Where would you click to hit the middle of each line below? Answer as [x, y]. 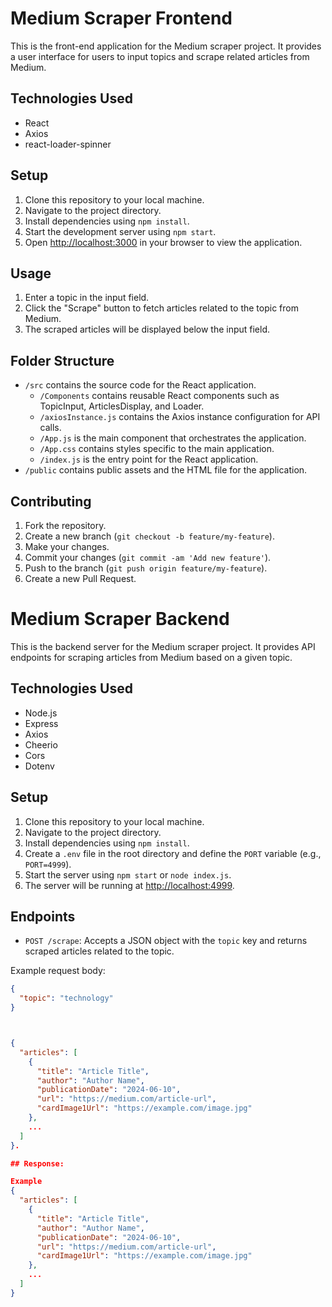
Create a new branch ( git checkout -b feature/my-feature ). [149, 536]
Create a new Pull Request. [80, 578]
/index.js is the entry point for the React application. [149, 459]
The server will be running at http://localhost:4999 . [129, 885]
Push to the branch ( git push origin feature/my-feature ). [146, 568]
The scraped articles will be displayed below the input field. [147, 329]
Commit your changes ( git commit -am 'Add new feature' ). [148, 557]
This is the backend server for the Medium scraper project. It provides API [163, 646]
